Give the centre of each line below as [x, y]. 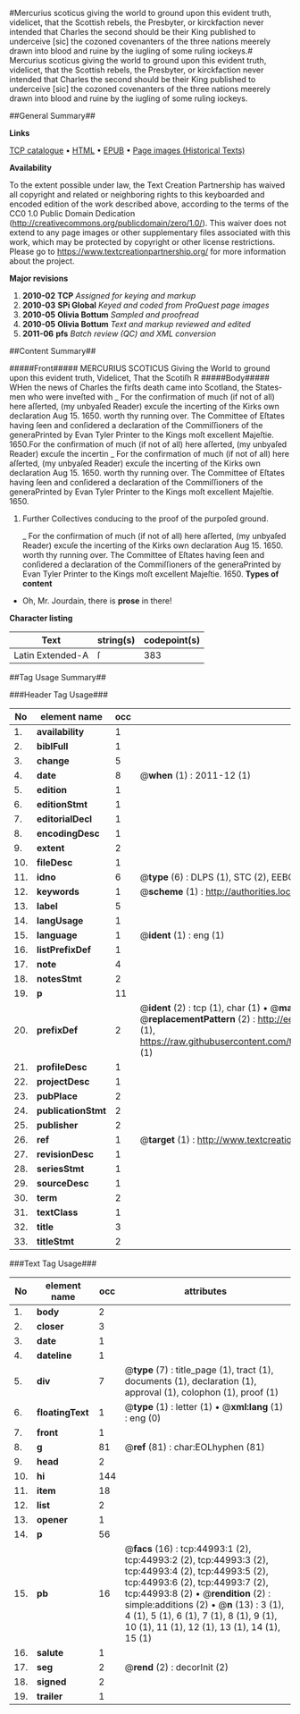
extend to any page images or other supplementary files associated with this [150, 232]
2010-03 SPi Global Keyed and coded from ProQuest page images [146, 305]
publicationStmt [72, 1110]
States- [269, 387]
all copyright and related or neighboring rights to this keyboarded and [137, 194]
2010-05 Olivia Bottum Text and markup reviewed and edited [137, 324]
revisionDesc [65, 1154]
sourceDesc [63, 1183]
